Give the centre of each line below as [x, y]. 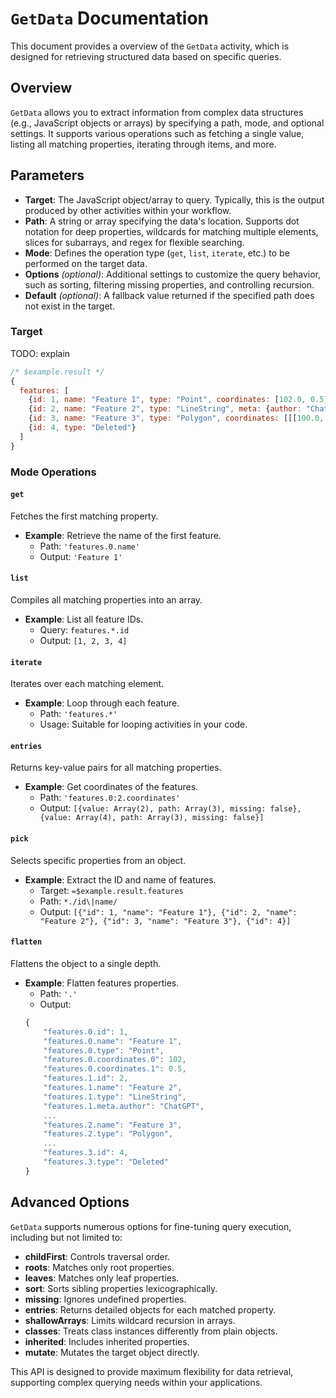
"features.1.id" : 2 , [86, 1078]
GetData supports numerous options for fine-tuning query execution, [151, 1226]
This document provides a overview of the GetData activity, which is [150, 46]
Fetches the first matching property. [84, 516]
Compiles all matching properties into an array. [106, 600]
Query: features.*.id [84, 630]
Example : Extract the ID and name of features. [120, 879]
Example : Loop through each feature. [102, 703]
